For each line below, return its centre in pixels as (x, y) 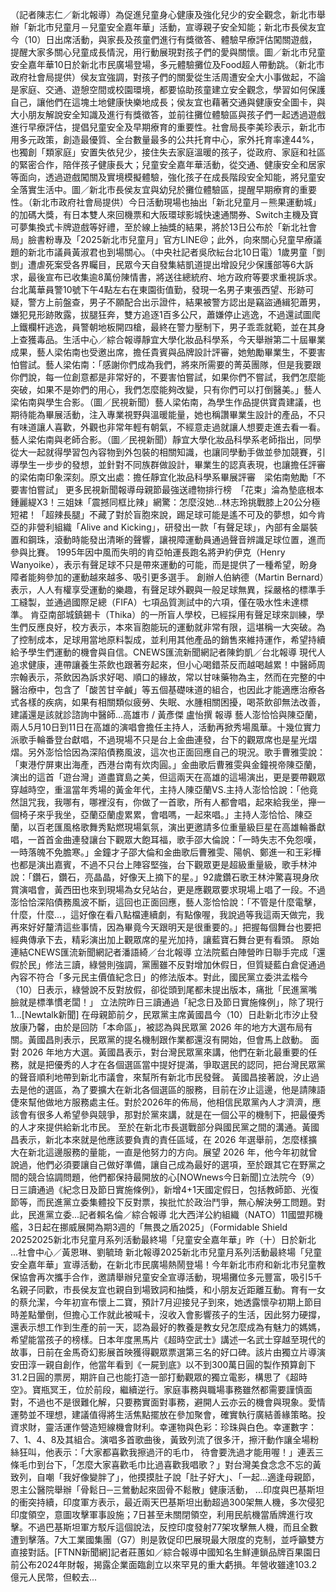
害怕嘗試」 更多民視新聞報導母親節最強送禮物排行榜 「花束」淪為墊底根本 (171, 489)
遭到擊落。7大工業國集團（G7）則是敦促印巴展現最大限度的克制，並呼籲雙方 (167, 1539)
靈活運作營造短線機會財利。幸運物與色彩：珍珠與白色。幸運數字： (180, 1427)
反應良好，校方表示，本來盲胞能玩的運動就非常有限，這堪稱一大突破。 (172, 627)
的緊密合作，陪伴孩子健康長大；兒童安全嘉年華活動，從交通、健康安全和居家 (168, 164)
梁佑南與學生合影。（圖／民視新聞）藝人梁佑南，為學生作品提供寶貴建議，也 (166, 402)
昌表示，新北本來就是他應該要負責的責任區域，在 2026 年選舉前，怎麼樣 (159, 1139)
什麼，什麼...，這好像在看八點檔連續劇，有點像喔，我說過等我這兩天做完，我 (167, 914)
